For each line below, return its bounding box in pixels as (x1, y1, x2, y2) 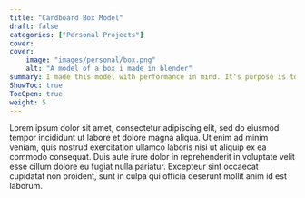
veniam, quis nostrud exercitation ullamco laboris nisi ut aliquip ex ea (9, 142, 267, 153)
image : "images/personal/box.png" (25, 55, 156, 64)
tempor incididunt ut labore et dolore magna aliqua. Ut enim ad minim (9, 133, 269, 144)
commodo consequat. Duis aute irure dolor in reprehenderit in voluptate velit (9, 152, 295, 163)
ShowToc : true (9, 81, 64, 90)
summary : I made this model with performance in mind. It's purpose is (9, 73, 286, 82)
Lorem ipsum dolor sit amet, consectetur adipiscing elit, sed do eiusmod (9, 123, 280, 134)
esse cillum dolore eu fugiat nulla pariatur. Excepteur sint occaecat (9, 161, 259, 173)
